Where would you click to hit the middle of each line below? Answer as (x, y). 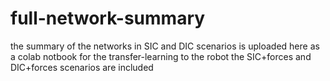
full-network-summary (108, 18)
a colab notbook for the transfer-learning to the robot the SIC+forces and (161, 56)
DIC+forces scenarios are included (82, 67)
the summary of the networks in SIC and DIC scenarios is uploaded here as (165, 46)
